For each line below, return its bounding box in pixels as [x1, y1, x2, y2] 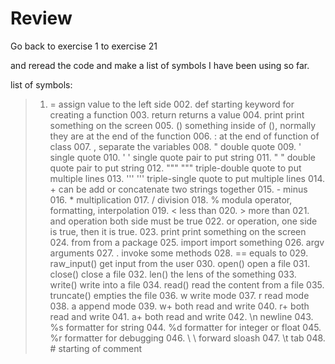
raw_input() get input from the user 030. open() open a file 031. [49, 257, 311, 269]
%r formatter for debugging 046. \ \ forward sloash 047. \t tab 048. [49, 332, 326, 344]
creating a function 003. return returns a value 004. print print [49, 108, 305, 121]
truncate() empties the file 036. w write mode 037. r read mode [49, 289, 310, 301]
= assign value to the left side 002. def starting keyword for [49, 98, 295, 110]
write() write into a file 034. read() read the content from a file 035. [49, 278, 325, 291]
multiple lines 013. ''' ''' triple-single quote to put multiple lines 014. [49, 172, 326, 184]
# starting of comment [49, 342, 142, 354]
